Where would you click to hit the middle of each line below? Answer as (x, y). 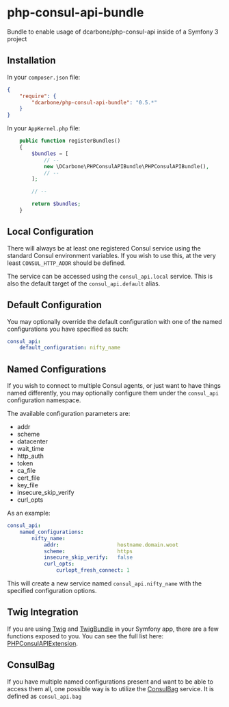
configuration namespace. (44, 400)
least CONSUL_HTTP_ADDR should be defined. (67, 263)
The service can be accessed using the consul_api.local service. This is (110, 276)
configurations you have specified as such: (68, 329)
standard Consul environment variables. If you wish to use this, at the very (112, 255)
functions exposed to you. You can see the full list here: (85, 636)
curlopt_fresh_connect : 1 (93, 570)
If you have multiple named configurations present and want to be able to (110, 682)
